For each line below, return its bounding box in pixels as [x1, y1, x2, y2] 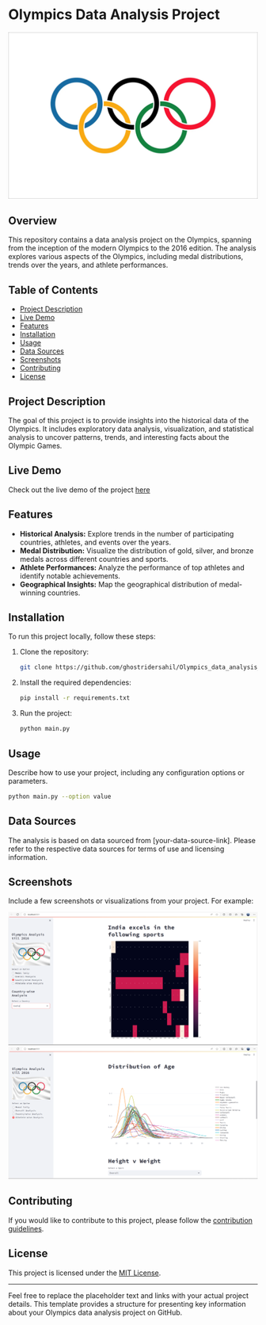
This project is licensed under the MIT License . [8, 1268, 161, 1277]
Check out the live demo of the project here [8, 485, 150, 494]
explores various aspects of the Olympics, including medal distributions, [8, 252, 244, 262]
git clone [19, 663, 53, 671]
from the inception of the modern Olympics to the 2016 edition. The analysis [8, 243, 256, 253]
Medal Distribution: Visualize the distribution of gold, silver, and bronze [19, 545, 254, 556]
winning [19, 588, 46, 598]
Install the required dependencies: [19, 678, 132, 687]
